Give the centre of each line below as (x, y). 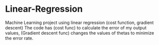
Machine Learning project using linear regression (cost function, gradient (79, 22)
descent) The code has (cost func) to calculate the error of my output (76, 27)
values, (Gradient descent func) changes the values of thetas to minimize (80, 33)
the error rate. (19, 38)
